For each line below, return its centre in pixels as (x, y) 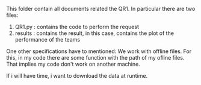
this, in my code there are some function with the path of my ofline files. (95, 58)
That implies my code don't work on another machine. (73, 64)
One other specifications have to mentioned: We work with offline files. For (99, 51)
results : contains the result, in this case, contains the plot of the (94, 33)
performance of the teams (47, 39)
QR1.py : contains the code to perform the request (77, 27)
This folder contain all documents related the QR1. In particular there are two (101, 9)
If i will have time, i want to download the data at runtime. (77, 76)
